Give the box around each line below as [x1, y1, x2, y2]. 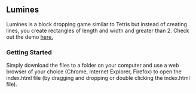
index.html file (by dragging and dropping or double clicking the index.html [6, 75, 190, 82]
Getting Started [6, 48, 52, 56]
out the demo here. [6, 33, 54, 41]
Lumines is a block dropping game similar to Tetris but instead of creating [6, 20, 187, 27]
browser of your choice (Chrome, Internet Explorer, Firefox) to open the [6, 68, 182, 75]
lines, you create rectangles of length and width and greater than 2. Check [6, 27, 189, 34]
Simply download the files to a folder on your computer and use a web [6, 62, 179, 69]
